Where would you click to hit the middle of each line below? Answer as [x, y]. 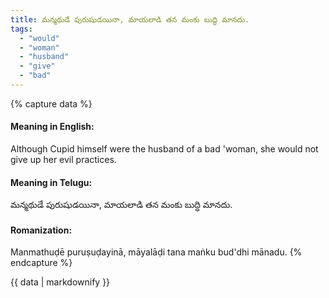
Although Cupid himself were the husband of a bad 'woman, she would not [164, 149]
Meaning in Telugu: [51, 182]
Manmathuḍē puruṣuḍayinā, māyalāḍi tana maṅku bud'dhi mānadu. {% [156, 252]
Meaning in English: [52, 127]
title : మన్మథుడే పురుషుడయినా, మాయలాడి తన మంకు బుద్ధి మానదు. [130, 19]
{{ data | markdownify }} [60, 282]
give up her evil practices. [63, 160]
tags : [21, 29]
